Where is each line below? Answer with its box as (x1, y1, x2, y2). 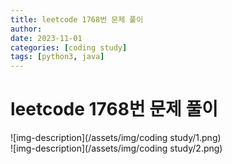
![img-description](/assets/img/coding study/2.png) (10, 142, 223, 155)
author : (10, 24, 43, 34)
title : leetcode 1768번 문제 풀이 (10, 14, 144, 25)
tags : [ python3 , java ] (10, 52, 105, 62)
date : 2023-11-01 (10, 33, 83, 43)
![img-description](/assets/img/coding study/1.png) (10, 132, 222, 144)
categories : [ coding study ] (10, 42, 128, 53)
